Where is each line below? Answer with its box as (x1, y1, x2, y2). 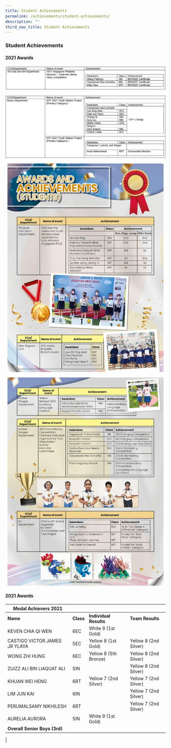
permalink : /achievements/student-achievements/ (5, 13, 110, 19)
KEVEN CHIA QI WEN (7, 628, 52, 634)
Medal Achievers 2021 (13, 605, 63, 612)
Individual (89, 613, 110, 619)
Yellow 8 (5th (89, 650, 117, 657)
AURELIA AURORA (7, 716, 46, 722)
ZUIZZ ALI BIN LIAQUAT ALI (7, 666, 65, 672)
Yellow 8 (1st (89, 638, 117, 644)
